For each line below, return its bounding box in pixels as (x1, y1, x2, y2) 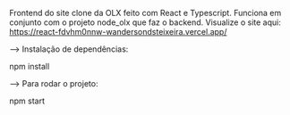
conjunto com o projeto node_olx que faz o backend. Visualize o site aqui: (9, 17, 282, 28)
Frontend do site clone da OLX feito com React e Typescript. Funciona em (9, 8, 282, 18)
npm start (9, 95, 46, 106)
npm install (9, 62, 50, 71)
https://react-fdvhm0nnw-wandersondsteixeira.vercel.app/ (9, 27, 227, 37)
